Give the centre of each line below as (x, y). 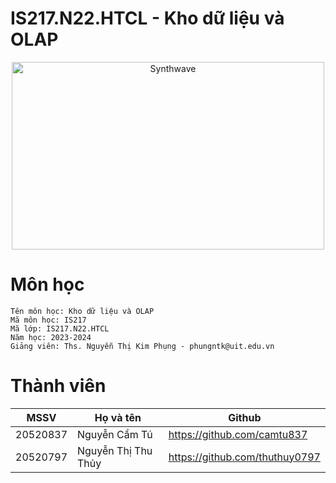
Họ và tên (118, 417)
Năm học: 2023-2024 (51, 337)
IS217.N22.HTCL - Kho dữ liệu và (147, 18)
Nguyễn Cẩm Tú (115, 434)
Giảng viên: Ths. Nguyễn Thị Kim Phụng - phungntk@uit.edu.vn (142, 346)
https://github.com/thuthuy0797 (244, 457)
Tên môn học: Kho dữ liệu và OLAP (82, 311)
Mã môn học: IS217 (48, 320)
